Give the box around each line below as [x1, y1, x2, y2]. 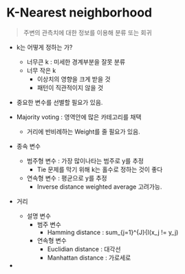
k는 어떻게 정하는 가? [16, 43, 73, 51]
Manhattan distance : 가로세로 [47, 253, 131, 262]
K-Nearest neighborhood [6, 5, 153, 21]
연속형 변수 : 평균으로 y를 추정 [26, 173, 107, 182]
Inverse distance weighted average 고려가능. [36, 182, 162, 191]
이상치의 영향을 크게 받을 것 [36, 74, 111, 83]
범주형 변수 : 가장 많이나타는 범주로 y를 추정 [26, 156, 144, 165]
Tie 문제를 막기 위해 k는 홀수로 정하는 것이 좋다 [36, 165, 163, 173]
